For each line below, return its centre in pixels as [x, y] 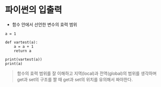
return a [23, 51]
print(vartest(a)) [24, 59]
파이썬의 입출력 [34, 10]
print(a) [14, 64]
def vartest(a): [21, 42]
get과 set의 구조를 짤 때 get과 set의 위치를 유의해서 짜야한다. [75, 79]
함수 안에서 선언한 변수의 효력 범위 [45, 24]
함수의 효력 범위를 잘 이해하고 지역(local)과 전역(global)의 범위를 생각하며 [87, 73]
